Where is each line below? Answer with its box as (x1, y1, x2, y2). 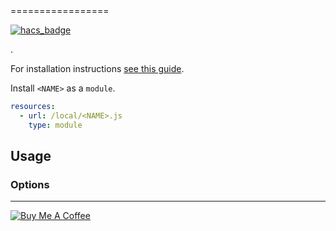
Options (10, 177, 50, 191)
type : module (28, 120, 83, 130)
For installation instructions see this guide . (10, 63, 185, 74)
